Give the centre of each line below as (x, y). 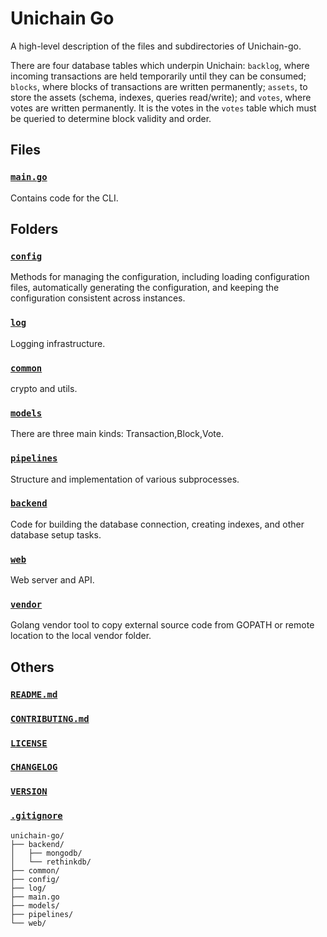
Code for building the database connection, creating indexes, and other (157, 524)
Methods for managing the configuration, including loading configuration (160, 277)
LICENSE (29, 743)
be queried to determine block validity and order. (111, 118)
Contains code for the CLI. (64, 198)
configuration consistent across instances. (98, 298)
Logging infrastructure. (58, 343)
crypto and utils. (44, 388)
